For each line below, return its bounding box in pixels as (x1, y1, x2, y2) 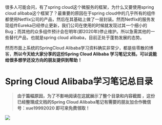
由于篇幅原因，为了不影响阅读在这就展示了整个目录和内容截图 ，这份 (17, 93, 155, 99)
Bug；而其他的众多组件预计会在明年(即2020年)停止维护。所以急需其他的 (5, 29, 151, 34)
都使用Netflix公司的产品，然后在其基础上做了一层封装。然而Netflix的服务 (5, 17, 151, 22)
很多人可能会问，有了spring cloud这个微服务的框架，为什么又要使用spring (5, 4, 154, 10)
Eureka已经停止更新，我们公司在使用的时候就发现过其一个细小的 (18, 22, 147, 28)
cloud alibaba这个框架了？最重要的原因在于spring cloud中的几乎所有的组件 (5, 10, 156, 16)
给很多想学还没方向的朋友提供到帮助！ (5, 57, 82, 63)
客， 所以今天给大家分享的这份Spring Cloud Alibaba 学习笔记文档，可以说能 (5, 51, 157, 57)
